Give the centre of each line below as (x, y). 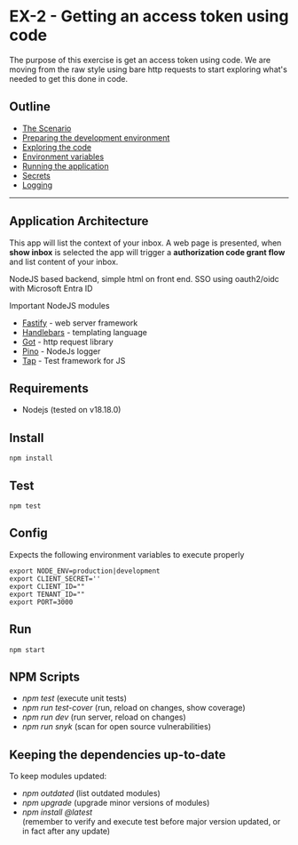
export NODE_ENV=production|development (85, 571)
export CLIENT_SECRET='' (55, 579)
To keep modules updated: (58, 777)
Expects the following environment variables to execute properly (127, 554)
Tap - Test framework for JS (74, 360)
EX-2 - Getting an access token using (149, 16)
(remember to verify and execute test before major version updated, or (151, 822)
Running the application (65, 165)
